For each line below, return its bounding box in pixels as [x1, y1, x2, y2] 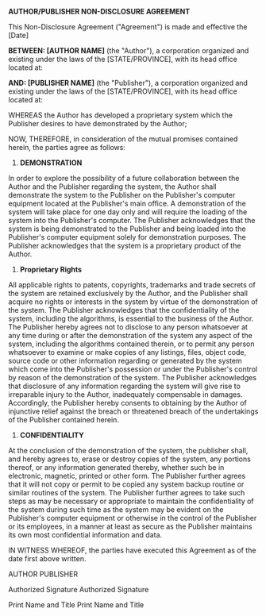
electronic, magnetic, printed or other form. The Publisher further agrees [8, 472, 246, 480]
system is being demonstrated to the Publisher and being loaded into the [8, 224, 246, 233]
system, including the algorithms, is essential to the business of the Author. [8, 314, 254, 323]
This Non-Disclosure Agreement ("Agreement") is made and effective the [8, 22, 248, 31]
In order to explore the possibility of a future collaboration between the [8, 174, 240, 183]
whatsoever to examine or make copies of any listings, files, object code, [8, 348, 247, 356]
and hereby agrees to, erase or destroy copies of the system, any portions [8, 454, 252, 464]
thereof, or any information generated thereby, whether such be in [8, 463, 225, 472]
